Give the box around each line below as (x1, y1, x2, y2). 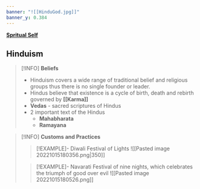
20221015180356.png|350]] (36, 151, 106, 159)
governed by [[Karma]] (30, 96, 89, 103)
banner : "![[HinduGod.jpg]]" (6, 8, 80, 15)
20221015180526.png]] (36, 176, 94, 184)
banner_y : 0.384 (6, 15, 47, 21)
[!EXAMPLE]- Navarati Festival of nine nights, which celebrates (36, 163, 193, 170)
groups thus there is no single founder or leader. (30, 83, 150, 90)
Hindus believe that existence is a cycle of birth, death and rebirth (30, 89, 195, 97)
